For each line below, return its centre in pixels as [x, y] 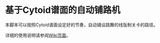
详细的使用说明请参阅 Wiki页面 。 [38, 35]
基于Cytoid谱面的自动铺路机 [63, 10]
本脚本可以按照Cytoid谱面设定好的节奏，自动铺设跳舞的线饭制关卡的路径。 [81, 25]
